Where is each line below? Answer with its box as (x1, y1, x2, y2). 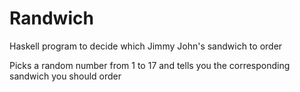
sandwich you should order (9, 70, 122, 82)
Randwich (9, 7, 94, 30)
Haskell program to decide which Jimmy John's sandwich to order (9, 40, 283, 52)
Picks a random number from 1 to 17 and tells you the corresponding (9, 59, 291, 71)
